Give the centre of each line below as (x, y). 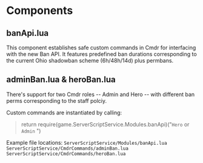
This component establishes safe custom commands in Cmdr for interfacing (101, 47)
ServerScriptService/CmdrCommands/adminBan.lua (68, 148)
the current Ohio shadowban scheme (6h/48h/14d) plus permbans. (90, 61)
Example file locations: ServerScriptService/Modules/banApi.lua (87, 142)
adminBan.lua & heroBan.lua (61, 80)
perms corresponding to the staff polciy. (57, 100)
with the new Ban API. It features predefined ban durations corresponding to (101, 54)
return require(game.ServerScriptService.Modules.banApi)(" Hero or (105, 124)
